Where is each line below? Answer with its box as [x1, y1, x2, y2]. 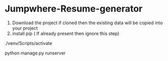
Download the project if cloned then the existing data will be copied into [12, 20, 163, 26]
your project [12, 25, 38, 31]
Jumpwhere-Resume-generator [5, 3, 143, 15]
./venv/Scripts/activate [5, 40, 52, 46]
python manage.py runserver [5, 50, 66, 56]
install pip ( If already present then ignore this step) [12, 30, 120, 36]
